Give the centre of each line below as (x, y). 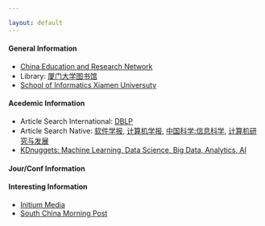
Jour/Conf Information (47, 168)
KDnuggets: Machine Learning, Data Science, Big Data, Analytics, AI (133, 150)
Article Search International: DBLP (77, 121)
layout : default (35, 23)
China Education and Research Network (86, 66)
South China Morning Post (64, 213)
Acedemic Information (47, 103)
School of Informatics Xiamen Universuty (88, 84)
